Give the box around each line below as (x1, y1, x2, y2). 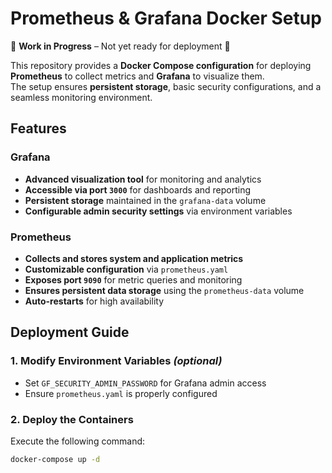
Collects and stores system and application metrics (24, 252, 244, 264)
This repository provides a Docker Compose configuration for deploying (10, 59, 312, 71)
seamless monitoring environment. (10, 91, 153, 103)
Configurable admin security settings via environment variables (24, 205, 293, 217)
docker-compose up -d (10, 454, 101, 464)
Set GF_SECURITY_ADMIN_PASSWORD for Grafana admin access (24, 377, 267, 389)
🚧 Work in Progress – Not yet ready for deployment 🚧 (10, 40, 231, 52)
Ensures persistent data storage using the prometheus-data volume (24, 284, 305, 296)
